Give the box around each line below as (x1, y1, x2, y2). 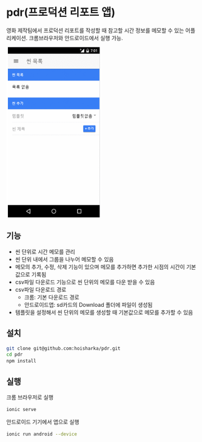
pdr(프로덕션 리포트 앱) (6, 5, 116, 19)
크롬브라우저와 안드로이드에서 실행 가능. (29, 34, 123, 41)
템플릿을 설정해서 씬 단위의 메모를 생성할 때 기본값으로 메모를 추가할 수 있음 (15, 309, 194, 316)
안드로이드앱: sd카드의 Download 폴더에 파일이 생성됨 (24, 301, 153, 308)
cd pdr (6, 352, 23, 358)
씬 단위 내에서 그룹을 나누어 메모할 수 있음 (15, 255, 114, 263)
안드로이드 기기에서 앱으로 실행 (6, 418, 80, 425)
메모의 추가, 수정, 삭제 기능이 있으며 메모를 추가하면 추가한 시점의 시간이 (15, 263, 185, 270)
